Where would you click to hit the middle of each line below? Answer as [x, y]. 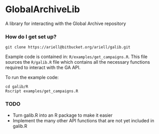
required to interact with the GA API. [43, 68]
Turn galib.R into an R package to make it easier [62, 115]
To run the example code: [32, 77]
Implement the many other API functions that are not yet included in [83, 120]
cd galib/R [17, 87]
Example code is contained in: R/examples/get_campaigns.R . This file [76, 57]
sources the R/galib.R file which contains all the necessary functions [78, 62]
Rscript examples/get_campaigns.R [42, 91]
